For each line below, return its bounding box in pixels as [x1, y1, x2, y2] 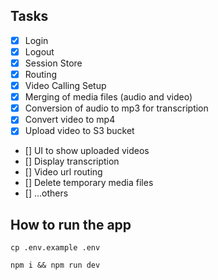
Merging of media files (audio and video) [24, 91, 193, 103]
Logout [24, 45, 55, 58]
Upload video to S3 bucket [24, 125, 135, 137]
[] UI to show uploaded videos [24, 145, 150, 157]
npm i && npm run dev [10, 260, 101, 271]
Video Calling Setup [24, 80, 107, 92]
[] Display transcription [24, 155, 120, 168]
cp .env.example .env [10, 243, 101, 253]
